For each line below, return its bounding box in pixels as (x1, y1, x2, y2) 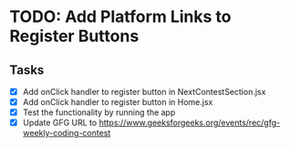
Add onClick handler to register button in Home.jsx (22, 97, 213, 108)
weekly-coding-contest (22, 128, 111, 139)
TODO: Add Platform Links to (9, 6, 232, 27)
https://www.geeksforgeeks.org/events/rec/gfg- (98, 117, 281, 129)
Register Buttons (9, 26, 140, 47)
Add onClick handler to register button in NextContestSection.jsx (22, 87, 266, 97)
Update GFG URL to (22, 117, 98, 129)
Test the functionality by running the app (22, 107, 176, 118)
